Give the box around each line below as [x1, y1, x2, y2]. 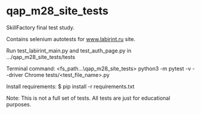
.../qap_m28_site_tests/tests [6, 53, 76, 60]
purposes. [6, 100, 32, 108]
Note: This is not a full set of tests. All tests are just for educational [6, 94, 170, 101]
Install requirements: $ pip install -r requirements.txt [6, 82, 135, 90]
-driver [6, 71, 23, 78]
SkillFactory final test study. [6, 24, 75, 31]
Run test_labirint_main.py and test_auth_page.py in [6, 47, 132, 54]
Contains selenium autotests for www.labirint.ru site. [6, 35, 136, 42]
